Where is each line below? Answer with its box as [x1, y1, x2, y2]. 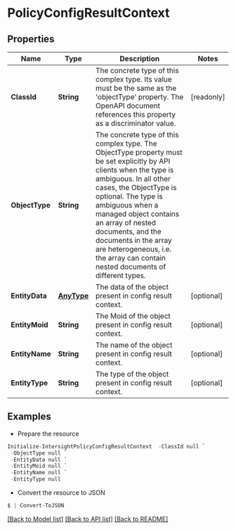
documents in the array [96, 236, 172, 245]
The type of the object [96, 370, 169, 379]
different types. [96, 271, 146, 280]
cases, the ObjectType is [96, 183, 177, 192]
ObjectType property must [96, 148, 183, 157]
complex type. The [96, 139, 157, 149]
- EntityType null [10, 476, 61, 483]
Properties [7, 33, 55, 45]
